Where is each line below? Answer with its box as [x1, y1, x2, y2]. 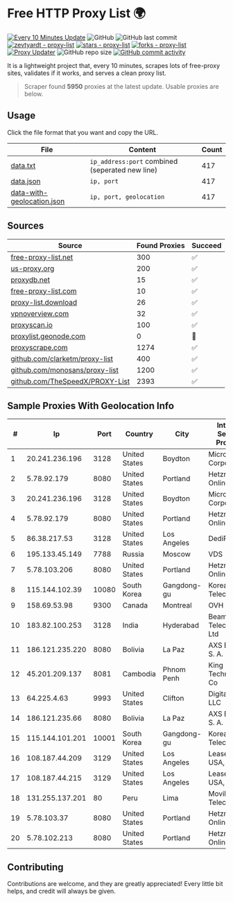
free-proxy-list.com [10, 286, 78, 296]
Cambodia [122, 669, 156, 679]
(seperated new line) [89, 165, 158, 174]
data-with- [10, 187, 49, 197]
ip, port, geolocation [89, 192, 165, 201]
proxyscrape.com [10, 342, 68, 352]
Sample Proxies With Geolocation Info [7, 400, 175, 412]
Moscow [162, 549, 191, 559]
